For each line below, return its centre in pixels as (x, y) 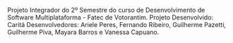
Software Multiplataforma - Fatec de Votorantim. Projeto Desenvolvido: (110, 17)
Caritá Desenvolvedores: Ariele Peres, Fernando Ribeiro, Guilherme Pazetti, (117, 25)
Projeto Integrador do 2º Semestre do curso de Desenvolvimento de (106, 10)
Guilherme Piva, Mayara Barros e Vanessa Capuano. (83, 32)
